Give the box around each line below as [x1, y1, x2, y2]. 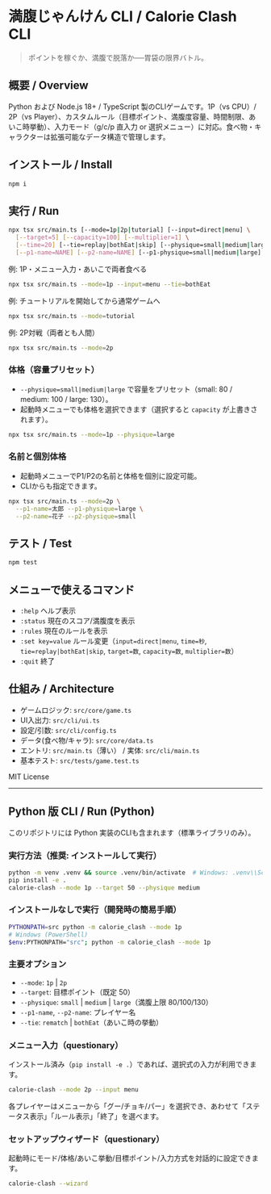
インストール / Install [8, 158, 113, 172]
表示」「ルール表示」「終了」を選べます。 [29, 1111, 164, 1121]
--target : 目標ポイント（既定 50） [19, 987, 135, 997]
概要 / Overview [8, 78, 89, 93]
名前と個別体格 [8, 451, 67, 463]
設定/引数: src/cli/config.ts [19, 725, 117, 735]
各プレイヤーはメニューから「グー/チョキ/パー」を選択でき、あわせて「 [8, 1101, 246, 1111]
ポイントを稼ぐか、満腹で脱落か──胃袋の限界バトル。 [27, 52, 208, 62]
